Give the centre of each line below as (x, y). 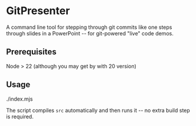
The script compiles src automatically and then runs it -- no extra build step (98, 110)
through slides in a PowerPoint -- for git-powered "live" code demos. (90, 33)
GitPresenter (38, 11)
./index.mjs (19, 99)
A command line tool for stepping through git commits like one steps (89, 27)
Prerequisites (31, 52)
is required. (20, 117)
